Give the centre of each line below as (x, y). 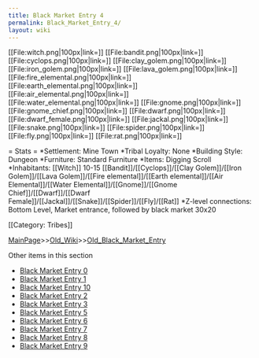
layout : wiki (30, 30)
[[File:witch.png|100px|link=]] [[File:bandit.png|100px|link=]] (106, 53)
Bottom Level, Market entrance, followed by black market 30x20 (112, 210)
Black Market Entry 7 (54, 329)
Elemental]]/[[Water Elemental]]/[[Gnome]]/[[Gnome (93, 185)
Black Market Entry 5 (54, 312)
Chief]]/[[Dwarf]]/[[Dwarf (49, 193)
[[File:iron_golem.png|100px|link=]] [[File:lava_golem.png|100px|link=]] (123, 69)
